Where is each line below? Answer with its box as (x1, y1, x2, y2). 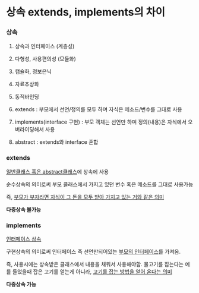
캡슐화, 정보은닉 (14, 68, 52, 75)
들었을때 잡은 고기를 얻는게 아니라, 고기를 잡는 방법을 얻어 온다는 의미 (12, 268, 172, 275)
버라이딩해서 (14, 126, 45, 133)
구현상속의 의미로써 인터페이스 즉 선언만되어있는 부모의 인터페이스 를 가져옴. (6, 248, 181, 256)
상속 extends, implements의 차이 (6, 5, 165, 19)
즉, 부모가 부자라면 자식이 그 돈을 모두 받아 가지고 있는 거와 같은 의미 (6, 193, 165, 200)
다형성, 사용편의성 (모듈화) (14, 55, 76, 62)
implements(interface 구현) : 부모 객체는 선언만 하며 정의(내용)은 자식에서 (14, 118, 187, 125)
